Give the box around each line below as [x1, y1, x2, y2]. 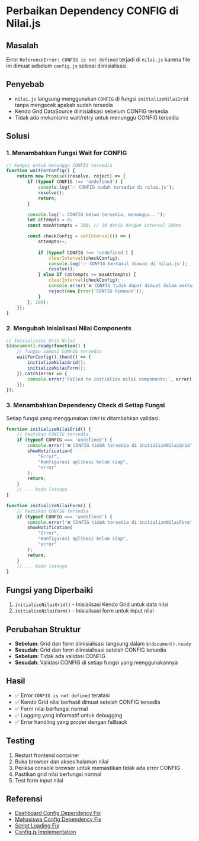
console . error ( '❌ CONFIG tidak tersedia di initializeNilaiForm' [27, 519, 193, 525]
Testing [6, 736, 35, 746]
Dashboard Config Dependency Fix [14, 810, 101, 817]
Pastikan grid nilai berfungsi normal [14, 771, 102, 778]
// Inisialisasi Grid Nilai [6, 337, 76, 344]
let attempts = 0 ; [27, 217, 73, 223]
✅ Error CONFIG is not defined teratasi [14, 691, 110, 699]
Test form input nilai [14, 776, 64, 784]
